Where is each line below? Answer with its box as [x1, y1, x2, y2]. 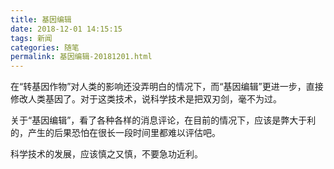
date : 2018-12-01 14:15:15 [10, 24, 123, 34]
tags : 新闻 [10, 33, 53, 43]
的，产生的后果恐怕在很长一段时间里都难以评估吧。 [10, 127, 221, 139]
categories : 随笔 [10, 42, 80, 53]
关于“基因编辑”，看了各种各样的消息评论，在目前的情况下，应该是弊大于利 [10, 114, 317, 126]
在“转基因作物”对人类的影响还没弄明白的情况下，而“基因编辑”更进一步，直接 [10, 81, 324, 93]
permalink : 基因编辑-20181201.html [10, 52, 153, 62]
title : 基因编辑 [10, 14, 72, 25]
